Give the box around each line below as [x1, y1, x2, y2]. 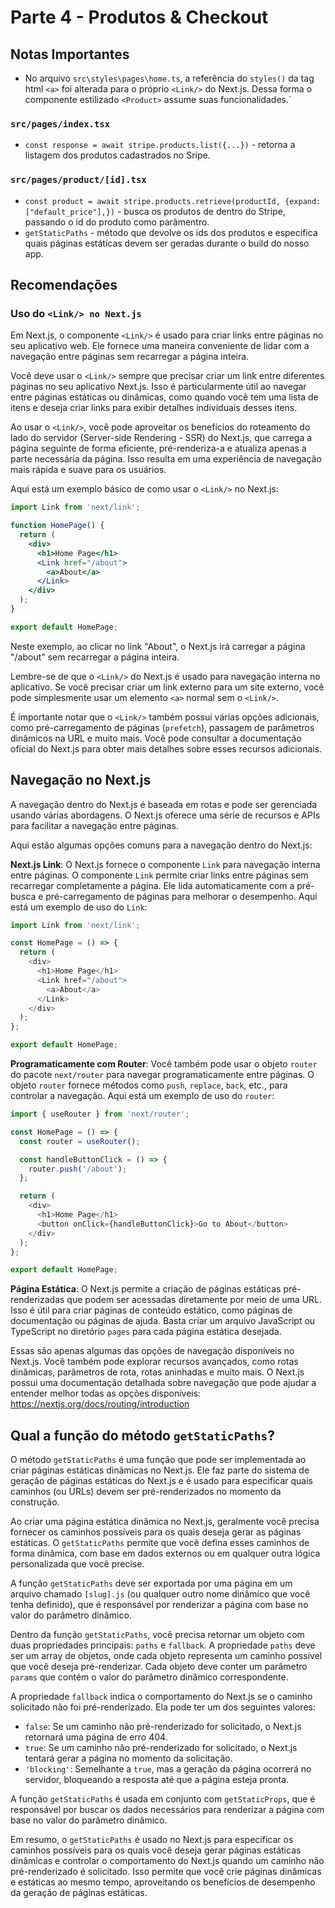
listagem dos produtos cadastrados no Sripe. [24, 149, 211, 161]
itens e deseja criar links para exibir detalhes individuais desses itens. [10, 402, 298, 414]
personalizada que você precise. [10, 1558, 145, 1570]
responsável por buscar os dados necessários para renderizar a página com [10, 1804, 325, 1816]
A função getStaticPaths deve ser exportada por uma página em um [10, 1577, 293, 1590]
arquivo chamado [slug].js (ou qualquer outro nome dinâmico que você [10, 1588, 311, 1600]
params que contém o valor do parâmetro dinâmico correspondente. [10, 1671, 289, 1683]
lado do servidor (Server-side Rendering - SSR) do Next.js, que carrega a [10, 432, 313, 444]
